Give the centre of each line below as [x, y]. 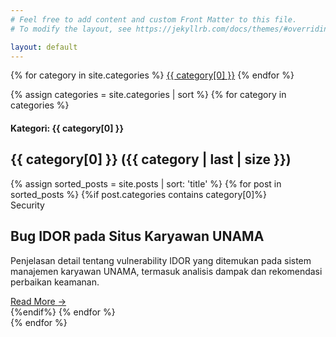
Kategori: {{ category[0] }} [67, 128]
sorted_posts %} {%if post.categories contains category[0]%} [139, 194]
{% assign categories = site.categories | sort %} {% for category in [148, 95]
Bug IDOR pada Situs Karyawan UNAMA [137, 236]
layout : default [44, 47]
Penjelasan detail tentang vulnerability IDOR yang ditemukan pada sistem [161, 260]
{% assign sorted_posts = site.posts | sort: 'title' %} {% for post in [146, 183]
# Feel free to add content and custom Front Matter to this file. [154, 19]
